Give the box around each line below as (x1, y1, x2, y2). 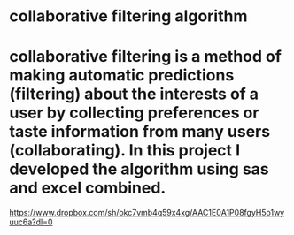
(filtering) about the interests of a (9, 84, 259, 104)
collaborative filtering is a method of (9, 47, 282, 67)
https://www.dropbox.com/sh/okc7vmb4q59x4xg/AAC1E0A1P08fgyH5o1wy (9, 208, 285, 218)
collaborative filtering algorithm (9, 6, 248, 27)
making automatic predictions (9, 65, 235, 86)
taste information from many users (9, 122, 271, 142)
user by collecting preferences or (9, 103, 259, 123)
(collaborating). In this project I (9, 140, 241, 161)
